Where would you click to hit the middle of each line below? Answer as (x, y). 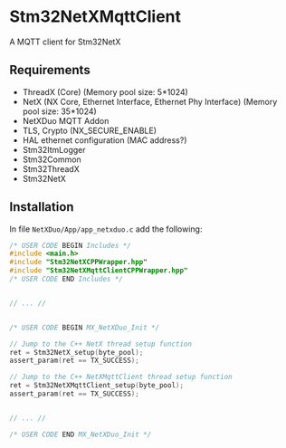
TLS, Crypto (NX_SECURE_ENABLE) (89, 130)
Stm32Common (52, 159)
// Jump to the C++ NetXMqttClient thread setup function (121, 377)
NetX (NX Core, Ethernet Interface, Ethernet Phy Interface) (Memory (150, 101)
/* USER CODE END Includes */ (67, 279)
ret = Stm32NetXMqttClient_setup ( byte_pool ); (96, 386)
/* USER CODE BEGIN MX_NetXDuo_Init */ (85, 328)
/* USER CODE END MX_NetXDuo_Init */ (81, 434)
